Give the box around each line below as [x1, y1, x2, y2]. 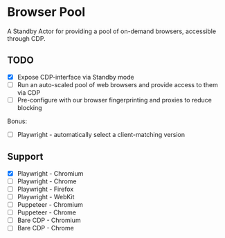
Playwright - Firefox [17, 185, 74, 193]
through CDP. [7, 34, 46, 42]
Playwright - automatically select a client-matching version [17, 130, 186, 138]
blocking [17, 103, 43, 111]
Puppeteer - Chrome [17, 208, 77, 217]
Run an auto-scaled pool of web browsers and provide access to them [17, 80, 218, 89]
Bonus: [7, 117, 28, 125]
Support [7, 151, 44, 163]
